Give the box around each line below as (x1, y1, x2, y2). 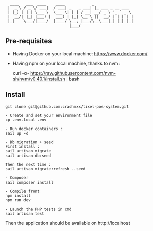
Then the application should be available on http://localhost (5, 220, 130, 226)
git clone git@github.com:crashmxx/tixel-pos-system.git (5, 104, 129, 109)
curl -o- (12, 70, 30, 76)
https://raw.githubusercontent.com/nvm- (30, 70, 116, 76)
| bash (66, 75, 80, 82)
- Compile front (5, 189, 40, 194)
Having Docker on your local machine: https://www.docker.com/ (12, 50, 148, 57)
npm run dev (5, 197, 31, 202)
